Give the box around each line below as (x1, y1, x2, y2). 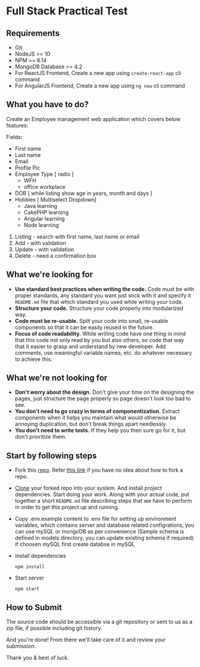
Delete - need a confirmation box (14, 252, 97, 259)
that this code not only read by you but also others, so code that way (14, 336, 184, 343)
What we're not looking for (6, 373, 107, 383)
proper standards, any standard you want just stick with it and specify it (14, 292, 191, 299)
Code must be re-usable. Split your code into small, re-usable (14, 317, 168, 324)
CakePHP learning (23, 209, 69, 216)
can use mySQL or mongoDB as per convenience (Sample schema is (14, 528, 184, 535)
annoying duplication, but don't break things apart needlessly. (14, 421, 168, 428)
